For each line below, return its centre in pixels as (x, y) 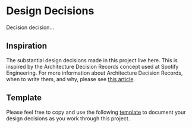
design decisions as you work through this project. (68, 118)
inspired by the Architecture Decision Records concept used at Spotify (92, 66)
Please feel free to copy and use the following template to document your (96, 112)
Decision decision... (30, 27)
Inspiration (27, 46)
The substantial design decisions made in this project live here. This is (92, 60)
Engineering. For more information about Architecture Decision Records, (95, 73)
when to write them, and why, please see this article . (71, 79)
